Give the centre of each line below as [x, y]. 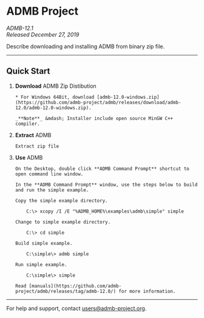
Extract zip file [37, 146]
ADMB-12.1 [20, 28]
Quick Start [28, 71]
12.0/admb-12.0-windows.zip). [53, 108]
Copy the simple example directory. [61, 200]
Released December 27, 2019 [43, 34]
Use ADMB [29, 157]
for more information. [147, 291]
